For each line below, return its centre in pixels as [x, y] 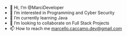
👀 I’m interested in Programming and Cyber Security [62, 13]
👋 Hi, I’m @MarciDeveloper [37, 8]
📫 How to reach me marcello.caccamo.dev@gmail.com [66, 28]
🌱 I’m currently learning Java [39, 18]
